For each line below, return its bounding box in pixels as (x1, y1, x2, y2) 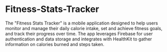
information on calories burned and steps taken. (5, 41, 104, 47)
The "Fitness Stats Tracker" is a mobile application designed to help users (5, 20, 158, 26)
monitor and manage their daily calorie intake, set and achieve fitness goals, (5, 25, 162, 31)
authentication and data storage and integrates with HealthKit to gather (5, 36, 152, 42)
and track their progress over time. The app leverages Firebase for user (5, 30, 153, 36)
